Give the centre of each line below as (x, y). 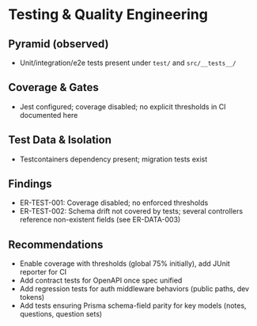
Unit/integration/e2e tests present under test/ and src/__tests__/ (128, 63)
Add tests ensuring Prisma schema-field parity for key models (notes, (133, 305)
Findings (30, 184)
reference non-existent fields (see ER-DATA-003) (100, 220)
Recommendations (56, 244)
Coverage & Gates (53, 87)
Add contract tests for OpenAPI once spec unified (101, 281)
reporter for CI (43, 272)
